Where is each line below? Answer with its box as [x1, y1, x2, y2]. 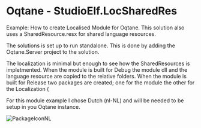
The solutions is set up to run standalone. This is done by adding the [6, 42, 176, 49]
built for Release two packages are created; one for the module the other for [6, 79, 195, 86]
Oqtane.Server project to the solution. [6, 48, 100, 55]
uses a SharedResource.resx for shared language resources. [6, 30, 156, 37]
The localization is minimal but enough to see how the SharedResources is [6, 60, 190, 67]
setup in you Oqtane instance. [6, 103, 80, 110]
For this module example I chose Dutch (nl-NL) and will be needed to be [6, 97, 184, 104]
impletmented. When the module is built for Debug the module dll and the [6, 66, 188, 73]
